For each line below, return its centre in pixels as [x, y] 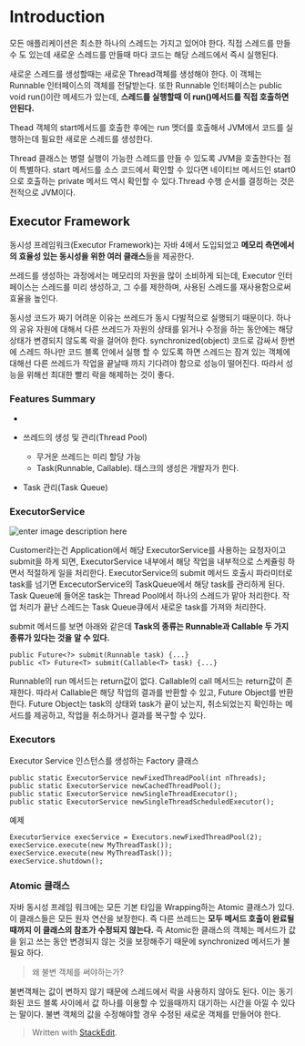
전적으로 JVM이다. [42, 192]
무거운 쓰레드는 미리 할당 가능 [88, 456]
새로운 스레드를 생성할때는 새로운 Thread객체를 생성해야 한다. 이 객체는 [136, 74]
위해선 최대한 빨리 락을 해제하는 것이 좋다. [100, 374]
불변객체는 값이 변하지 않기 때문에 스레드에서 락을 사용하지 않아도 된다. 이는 [143, 991]
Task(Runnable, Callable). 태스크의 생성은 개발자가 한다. [137, 468]
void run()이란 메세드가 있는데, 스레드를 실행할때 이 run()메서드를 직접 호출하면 [149, 97]
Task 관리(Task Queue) [66, 487]
